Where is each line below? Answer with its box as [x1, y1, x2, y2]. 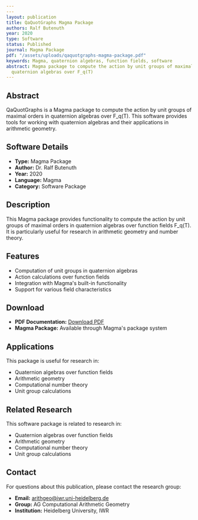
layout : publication [6, 14, 57, 20]
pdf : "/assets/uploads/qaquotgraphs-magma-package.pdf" [6, 52, 146, 58]
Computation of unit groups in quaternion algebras [14, 267, 138, 274]
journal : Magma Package [6, 47, 65, 53]
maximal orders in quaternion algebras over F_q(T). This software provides [6, 112, 187, 120]
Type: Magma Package [14, 157, 72, 165]
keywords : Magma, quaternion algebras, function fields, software [6, 58, 173, 64]
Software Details [6, 142, 69, 152]
